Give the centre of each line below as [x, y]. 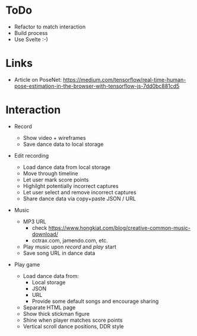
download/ [45, 234]
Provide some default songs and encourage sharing [95, 301]
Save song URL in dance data [59, 253]
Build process [31, 33]
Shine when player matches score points [73, 320]
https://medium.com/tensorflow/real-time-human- [125, 79]
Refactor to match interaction [50, 27]
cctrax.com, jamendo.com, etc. [70, 240]
